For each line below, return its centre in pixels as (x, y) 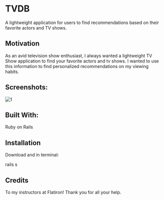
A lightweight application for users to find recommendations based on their (82, 22)
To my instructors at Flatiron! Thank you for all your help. (63, 192)
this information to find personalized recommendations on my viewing (77, 66)
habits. (12, 71)
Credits (17, 180)
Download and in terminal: (32, 155)
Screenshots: (27, 87)
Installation (23, 143)
